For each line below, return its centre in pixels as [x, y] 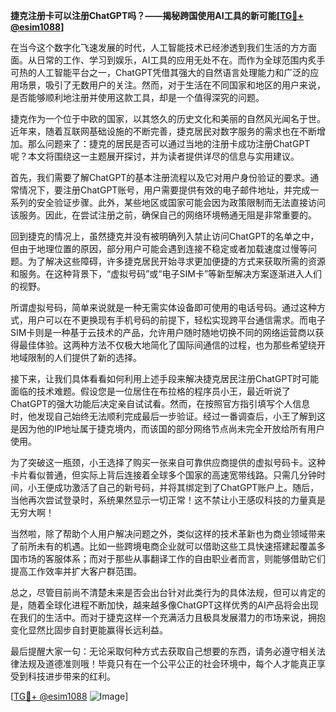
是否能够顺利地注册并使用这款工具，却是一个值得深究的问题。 [137, 97]
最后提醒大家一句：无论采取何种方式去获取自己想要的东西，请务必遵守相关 [163, 651]
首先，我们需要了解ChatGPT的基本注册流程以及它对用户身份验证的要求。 [160, 177]
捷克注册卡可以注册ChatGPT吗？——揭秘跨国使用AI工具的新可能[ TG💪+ [157, 15]
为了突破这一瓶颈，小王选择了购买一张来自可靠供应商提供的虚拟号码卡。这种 [168, 462]
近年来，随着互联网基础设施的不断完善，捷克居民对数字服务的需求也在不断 [163, 131]
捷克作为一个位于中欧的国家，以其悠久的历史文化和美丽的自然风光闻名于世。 [168, 118]
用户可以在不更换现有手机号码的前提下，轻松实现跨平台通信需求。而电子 [176, 320]
